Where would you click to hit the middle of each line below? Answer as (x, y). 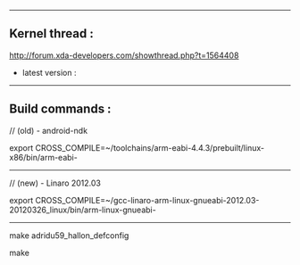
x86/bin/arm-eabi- (43, 157)
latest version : (50, 72)
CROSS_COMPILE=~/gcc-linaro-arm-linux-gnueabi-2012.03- (147, 200)
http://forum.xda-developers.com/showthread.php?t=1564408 (124, 55)
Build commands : (60, 109)
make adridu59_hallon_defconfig (69, 235)
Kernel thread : (51, 33)
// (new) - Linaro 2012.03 (55, 183)
